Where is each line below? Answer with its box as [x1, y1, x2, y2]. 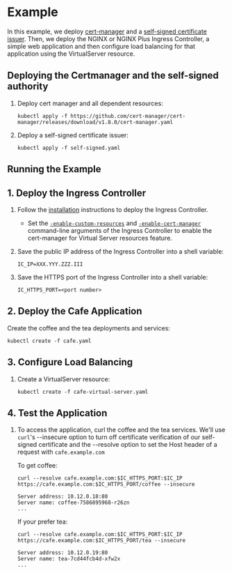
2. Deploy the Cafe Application [7, 305, 142, 317]
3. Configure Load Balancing [7, 356, 133, 368]
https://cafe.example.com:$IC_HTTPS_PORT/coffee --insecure [17, 481, 195, 488]
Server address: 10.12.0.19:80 [17, 549, 108, 556]
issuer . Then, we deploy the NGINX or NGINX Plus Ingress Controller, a [7, 34, 210, 43]
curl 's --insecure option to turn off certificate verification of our [17, 433, 201, 441]
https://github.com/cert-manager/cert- [70, 112, 186, 119]
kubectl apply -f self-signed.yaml [17, 144, 121, 151]
